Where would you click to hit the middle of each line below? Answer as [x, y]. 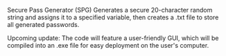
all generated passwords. [43, 25]
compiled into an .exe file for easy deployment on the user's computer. [108, 45]
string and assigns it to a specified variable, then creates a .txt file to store [113, 17]
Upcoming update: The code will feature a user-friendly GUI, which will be [113, 38]
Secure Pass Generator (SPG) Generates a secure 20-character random [110, 10]
